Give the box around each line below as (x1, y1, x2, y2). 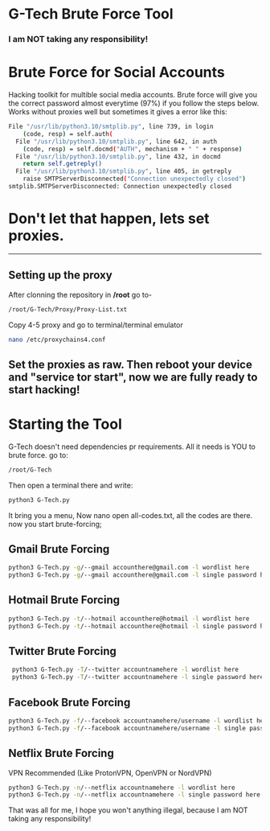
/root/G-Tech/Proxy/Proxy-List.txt (8, 305, 128, 314)
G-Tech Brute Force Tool (8, 5, 174, 23)
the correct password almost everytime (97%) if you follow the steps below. (8, 98, 260, 109)
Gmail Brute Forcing (8, 542, 110, 556)
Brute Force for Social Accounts (8, 64, 225, 81)
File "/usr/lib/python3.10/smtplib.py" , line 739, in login (8, 122, 215, 131)
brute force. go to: (8, 450, 68, 459)
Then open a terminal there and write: (8, 480, 133, 490)
